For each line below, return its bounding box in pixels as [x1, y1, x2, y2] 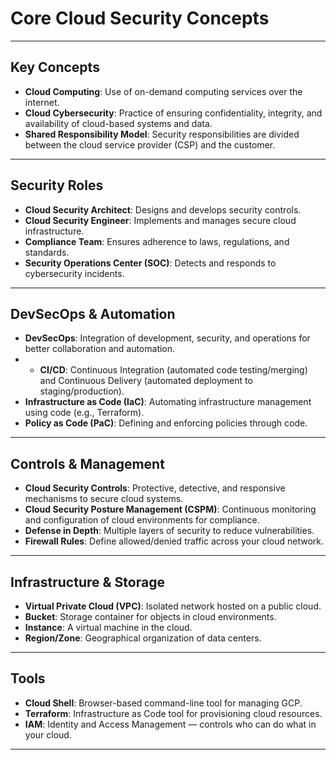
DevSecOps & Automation [10, 305, 176, 322]
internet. [24, 96, 60, 108]
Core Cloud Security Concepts [10, 7, 270, 30]
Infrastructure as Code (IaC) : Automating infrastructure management [24, 396, 312, 408]
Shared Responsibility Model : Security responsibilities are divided [24, 128, 300, 140]
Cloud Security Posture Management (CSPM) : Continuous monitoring [24, 503, 317, 516]
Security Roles [10, 177, 104, 194]
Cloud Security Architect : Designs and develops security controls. [24, 203, 302, 216]
